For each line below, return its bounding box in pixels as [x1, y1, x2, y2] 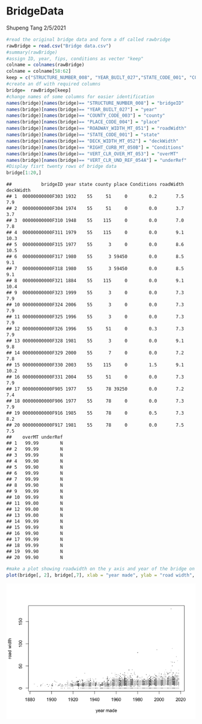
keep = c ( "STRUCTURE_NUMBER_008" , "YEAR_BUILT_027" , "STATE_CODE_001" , [6, 75, 187, 81]
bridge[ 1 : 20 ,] [6, 170, 42, 176]
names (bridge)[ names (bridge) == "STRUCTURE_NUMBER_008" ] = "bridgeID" [6, 100, 185, 106]
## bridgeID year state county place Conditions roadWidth [6, 182, 185, 188]
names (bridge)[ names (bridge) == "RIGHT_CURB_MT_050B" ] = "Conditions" [6, 144, 185, 150]
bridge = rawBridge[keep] [6, 87, 71, 93]
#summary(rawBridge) [6, 49, 58, 55]
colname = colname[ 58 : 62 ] [6, 68, 71, 75]
